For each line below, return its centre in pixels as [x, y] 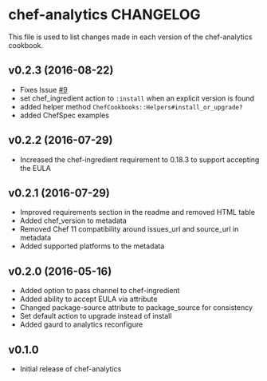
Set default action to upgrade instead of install [96, 316]
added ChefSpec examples [65, 115]
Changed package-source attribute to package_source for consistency [136, 308]
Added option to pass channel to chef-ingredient [100, 291]
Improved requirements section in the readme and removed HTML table [137, 212]
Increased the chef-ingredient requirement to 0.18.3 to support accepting [139, 159]
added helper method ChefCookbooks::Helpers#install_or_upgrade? [131, 106]
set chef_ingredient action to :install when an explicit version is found [137, 98]
